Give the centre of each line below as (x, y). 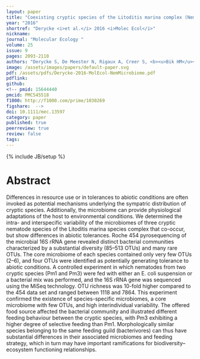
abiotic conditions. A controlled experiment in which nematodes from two (96, 267)
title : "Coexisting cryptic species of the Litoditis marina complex (94, 17)
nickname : (18, 34)
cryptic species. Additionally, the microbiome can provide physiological (94, 210)
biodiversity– (170, 343)
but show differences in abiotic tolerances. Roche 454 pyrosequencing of (96, 235)
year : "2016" (22, 23)
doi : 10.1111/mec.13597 (36, 112)
